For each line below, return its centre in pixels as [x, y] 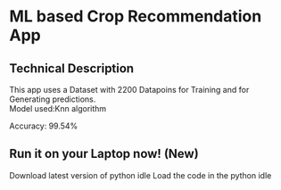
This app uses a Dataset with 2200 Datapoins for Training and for [129, 90]
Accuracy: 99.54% [44, 126]
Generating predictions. [53, 99]
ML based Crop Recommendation [136, 17]
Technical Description [72, 68]
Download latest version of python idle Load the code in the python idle [140, 175]
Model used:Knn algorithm [58, 108]
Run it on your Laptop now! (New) [104, 154]
